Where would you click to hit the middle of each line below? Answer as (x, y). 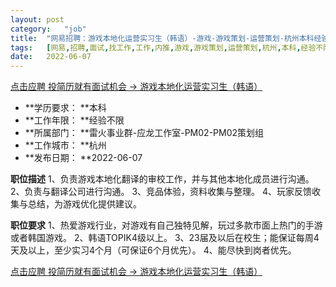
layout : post (37, 19)
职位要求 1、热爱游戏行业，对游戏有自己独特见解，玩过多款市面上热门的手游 (166, 225)
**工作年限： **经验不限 (74, 120)
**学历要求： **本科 (65, 108)
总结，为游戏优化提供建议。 (84, 204)
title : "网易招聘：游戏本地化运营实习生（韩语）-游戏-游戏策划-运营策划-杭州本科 (162, 38)
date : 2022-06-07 (51, 57)
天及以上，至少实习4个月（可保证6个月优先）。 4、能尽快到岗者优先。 (153, 250)
